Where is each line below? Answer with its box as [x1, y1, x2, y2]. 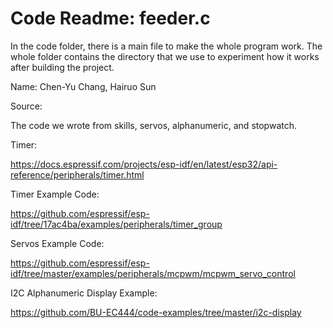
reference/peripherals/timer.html [10, 168, 145, 181]
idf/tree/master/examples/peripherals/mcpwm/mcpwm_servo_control [10, 267, 296, 279]
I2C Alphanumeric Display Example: [10, 287, 158, 299]
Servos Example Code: [10, 237, 105, 249]
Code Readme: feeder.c [10, 7, 211, 30]
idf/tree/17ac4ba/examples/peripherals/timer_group [10, 218, 223, 230]
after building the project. [10, 61, 115, 73]
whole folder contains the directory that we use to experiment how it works [10, 50, 320, 62]
